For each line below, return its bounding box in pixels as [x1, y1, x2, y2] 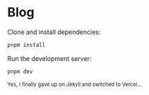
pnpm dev [7, 68, 33, 75]
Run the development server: [7, 54, 92, 62]
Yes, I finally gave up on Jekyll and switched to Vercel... [7, 81, 143, 88]
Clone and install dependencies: [7, 28, 101, 36]
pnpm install [7, 41, 46, 48]
